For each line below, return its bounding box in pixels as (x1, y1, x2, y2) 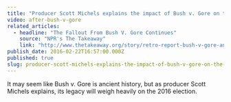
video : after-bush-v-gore (7, 16, 81, 23)
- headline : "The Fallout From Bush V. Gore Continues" (13, 29, 177, 36)
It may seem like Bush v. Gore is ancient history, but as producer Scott (7, 79, 206, 88)
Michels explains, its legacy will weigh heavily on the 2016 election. (7, 87, 197, 95)
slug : (7, 61, 23, 68)
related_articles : (7, 23, 60, 29)
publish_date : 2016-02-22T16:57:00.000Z (7, 49, 125, 55)
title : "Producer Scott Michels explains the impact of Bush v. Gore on (7, 10, 220, 17)
